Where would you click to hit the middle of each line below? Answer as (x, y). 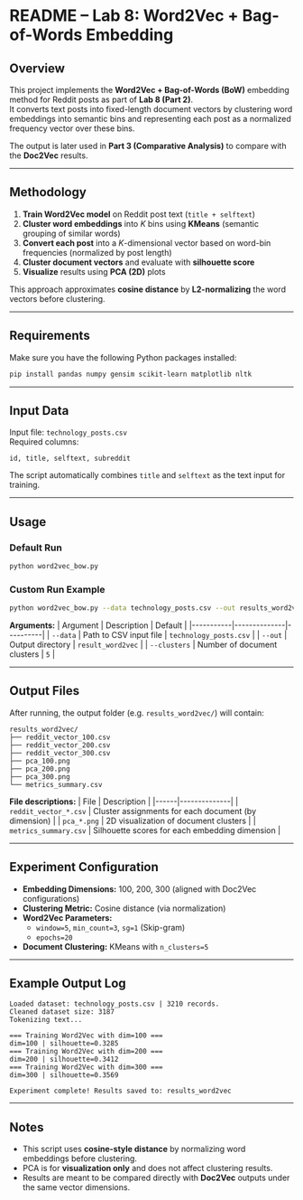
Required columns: (44, 442)
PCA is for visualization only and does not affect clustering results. (147, 1168)
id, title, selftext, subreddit (70, 459)
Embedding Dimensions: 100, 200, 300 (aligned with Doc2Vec (139, 889)
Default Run (36, 548)
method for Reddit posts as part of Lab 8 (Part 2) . (101, 99)
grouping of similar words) (71, 233)
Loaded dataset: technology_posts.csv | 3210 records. (115, 1004)
